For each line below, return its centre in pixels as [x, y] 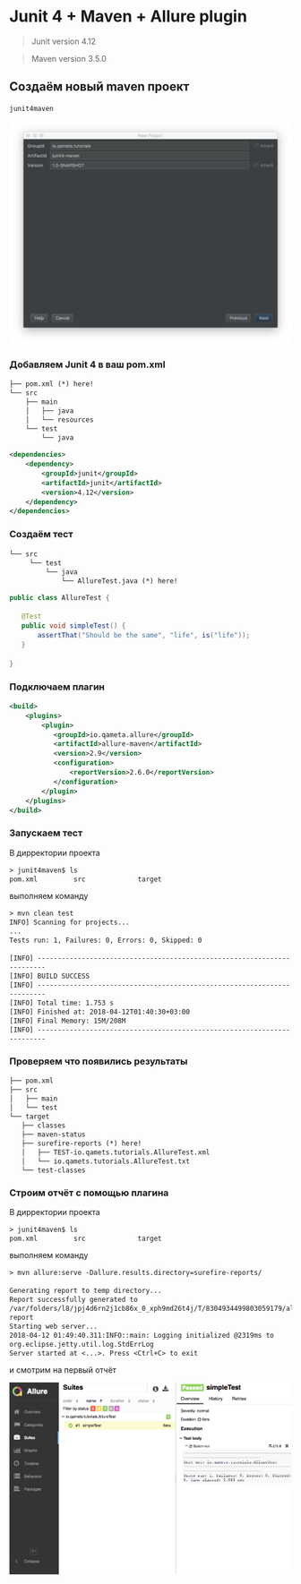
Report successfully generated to [74, 1300]
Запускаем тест [46, 833]
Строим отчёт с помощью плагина [89, 1193]
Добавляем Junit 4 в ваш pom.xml [87, 364]
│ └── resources [60, 420]
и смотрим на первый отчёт [63, 1370]
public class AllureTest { [60, 597]
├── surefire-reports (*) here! [82, 1143]
